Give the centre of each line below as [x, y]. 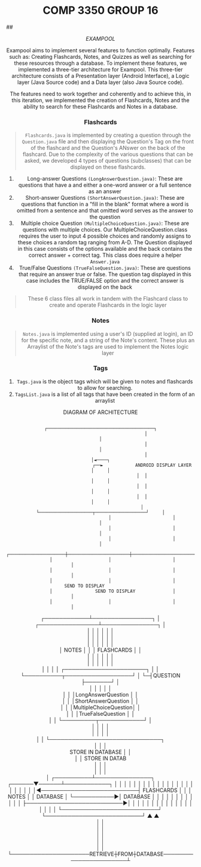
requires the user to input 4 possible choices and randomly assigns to [105, 236]
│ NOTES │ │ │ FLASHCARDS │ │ [100, 650]
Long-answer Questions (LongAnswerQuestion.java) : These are [105, 179]
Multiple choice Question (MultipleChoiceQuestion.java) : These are [105, 223]
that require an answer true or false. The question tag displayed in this [105, 274]
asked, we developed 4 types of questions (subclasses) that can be [108, 161]
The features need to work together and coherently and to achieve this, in [100, 94]
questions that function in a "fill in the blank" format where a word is [105, 204]
